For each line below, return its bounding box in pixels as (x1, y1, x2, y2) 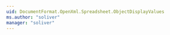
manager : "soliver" (6, 20, 55, 26)
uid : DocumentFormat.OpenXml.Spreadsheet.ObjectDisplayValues (6, 8, 165, 15)
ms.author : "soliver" (6, 14, 60, 20)
